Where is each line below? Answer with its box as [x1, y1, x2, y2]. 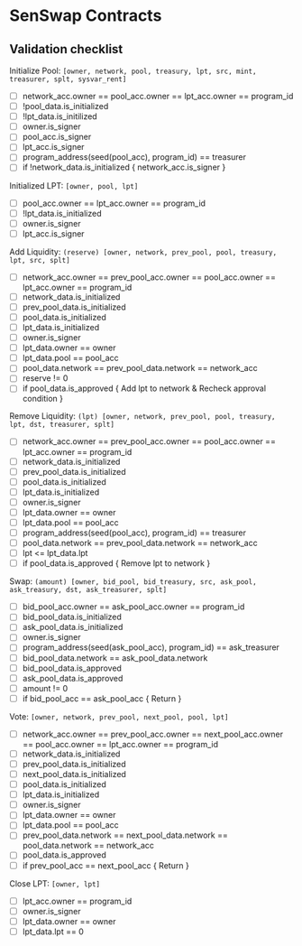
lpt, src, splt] [9, 255, 70, 264]
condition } [22, 394, 63, 404]
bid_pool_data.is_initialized [22, 611, 122, 623]
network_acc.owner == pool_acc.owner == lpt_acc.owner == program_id [22, 91, 294, 101]
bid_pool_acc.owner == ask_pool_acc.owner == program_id [22, 601, 245, 612]
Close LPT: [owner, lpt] [9, 877, 101, 889]
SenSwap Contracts [9, 5, 162, 26]
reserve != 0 [22, 373, 69, 384]
